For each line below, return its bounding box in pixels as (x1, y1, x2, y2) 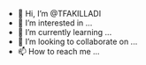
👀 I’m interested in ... (17, 18, 93, 28)
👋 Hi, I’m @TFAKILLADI (17, 9, 102, 18)
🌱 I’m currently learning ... (17, 27, 112, 37)
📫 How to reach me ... (17, 47, 100, 56)
